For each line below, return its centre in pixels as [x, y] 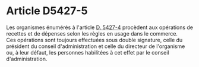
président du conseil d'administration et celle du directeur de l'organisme [96, 46]
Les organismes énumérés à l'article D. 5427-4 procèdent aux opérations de [100, 27]
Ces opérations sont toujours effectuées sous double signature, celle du [94, 40]
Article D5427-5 [47, 11]
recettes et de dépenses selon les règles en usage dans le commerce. [92, 33]
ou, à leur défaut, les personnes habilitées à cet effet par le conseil [88, 52]
